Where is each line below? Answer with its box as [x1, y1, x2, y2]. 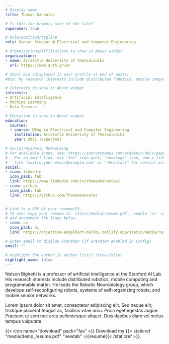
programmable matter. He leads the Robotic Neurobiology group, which [5, 282, 153, 288]
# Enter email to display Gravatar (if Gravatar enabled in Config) [5, 239, 152, 244]
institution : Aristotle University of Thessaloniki [14, 132, 125, 137]
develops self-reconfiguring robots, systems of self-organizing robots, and [5, 287, 160, 293]
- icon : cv [5, 220, 28, 226]
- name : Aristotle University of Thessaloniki [5, 58, 105, 63]
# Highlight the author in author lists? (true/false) [5, 252, 123, 257]
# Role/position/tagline [5, 35, 57, 40]
